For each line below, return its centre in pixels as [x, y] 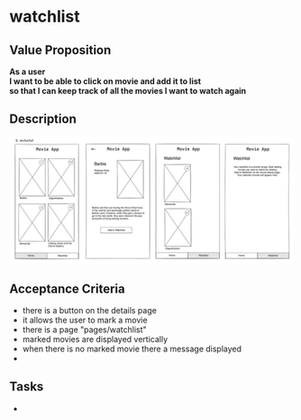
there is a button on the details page [90, 311]
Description [43, 119]
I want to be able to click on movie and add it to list [105, 81]
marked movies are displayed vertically [95, 340]
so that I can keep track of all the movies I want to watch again [128, 91]
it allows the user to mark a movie [85, 320]
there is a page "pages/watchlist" [84, 330]
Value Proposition [60, 50]
